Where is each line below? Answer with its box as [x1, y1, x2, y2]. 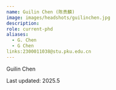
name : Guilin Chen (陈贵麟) [6, 9, 75, 15]
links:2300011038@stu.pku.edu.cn [6, 49, 92, 55]
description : [6, 20, 40, 26]
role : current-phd [6, 26, 53, 32]
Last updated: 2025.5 [6, 77, 60, 84]
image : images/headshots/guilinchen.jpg [6, 15, 111, 21]
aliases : [6, 32, 29, 38]
